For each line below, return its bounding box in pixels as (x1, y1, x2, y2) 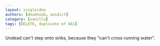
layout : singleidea (5, 7, 46, 12)
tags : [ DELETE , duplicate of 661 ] (5, 21, 78, 26)
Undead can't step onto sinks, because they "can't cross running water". (5, 35, 155, 41)
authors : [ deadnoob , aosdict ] (5, 12, 69, 17)
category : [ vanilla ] (5, 16, 49, 21)
